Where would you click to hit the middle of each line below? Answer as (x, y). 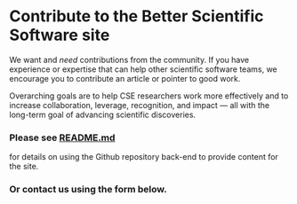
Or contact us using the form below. (88, 190)
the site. (24, 167)
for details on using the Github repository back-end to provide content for (144, 157)
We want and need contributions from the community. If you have (129, 59)
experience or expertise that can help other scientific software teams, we (143, 69)
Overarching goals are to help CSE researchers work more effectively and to (149, 96)
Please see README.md (62, 137)
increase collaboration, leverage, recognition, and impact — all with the (139, 105)
